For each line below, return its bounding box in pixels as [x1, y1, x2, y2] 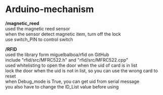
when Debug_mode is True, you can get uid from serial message [5, 78, 140, 84]
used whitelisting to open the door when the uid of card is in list [5, 62, 138, 68]
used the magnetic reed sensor [5, 25, 71, 31]
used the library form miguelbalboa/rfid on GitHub [5, 52, 110, 58]
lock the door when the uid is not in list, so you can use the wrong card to [5, 67, 158, 74]
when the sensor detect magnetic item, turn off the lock [5, 31, 121, 37]
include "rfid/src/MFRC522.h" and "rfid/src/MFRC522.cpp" [5, 57, 129, 63]
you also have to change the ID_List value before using [5, 83, 119, 89]
